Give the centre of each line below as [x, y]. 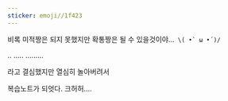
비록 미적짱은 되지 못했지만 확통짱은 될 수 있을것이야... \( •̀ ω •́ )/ [114, 39]
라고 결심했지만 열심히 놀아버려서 [59, 72]
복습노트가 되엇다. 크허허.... [50, 88]
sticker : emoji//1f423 [45, 16]
